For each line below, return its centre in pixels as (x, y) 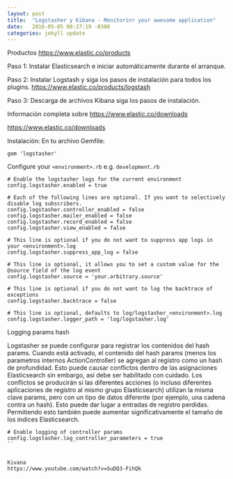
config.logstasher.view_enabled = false (67, 228)
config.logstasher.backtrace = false (62, 301)
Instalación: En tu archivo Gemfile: (56, 141)
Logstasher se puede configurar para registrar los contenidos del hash (109, 346)
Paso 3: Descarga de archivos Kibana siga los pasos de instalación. (104, 101)
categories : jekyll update (46, 33)
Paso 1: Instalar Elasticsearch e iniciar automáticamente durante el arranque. (116, 66)
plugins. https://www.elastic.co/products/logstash (79, 87)
